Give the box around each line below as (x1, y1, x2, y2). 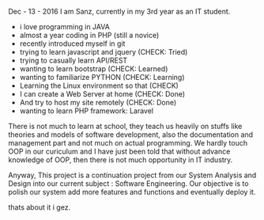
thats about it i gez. (8, 203, 71, 212)
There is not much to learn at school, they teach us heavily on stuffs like (8, 122, 243, 131)
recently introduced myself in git (19, 39, 126, 48)
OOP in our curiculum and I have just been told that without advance (8, 146, 231, 156)
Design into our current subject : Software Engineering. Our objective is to (8, 179, 249, 188)
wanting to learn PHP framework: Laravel (19, 106, 154, 116)
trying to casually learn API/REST (19, 55, 128, 65)
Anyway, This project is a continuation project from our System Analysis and (8, 170, 257, 180)
